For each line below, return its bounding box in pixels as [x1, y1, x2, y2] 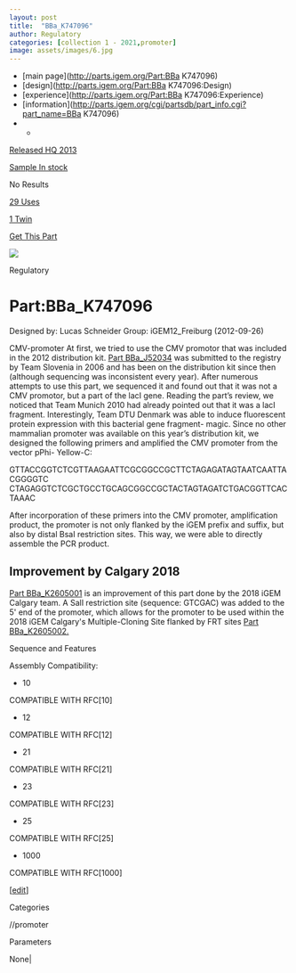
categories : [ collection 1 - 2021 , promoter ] [9, 37, 177, 47]
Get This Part [9, 231, 58, 241]
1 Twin [9, 214, 33, 225]
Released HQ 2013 [9, 144, 77, 156]
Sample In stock [9, 162, 68, 173]
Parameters [9, 936, 52, 947]
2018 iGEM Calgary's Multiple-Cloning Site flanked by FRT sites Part [9, 616, 260, 626]
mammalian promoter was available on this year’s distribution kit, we [9, 429, 260, 439]
